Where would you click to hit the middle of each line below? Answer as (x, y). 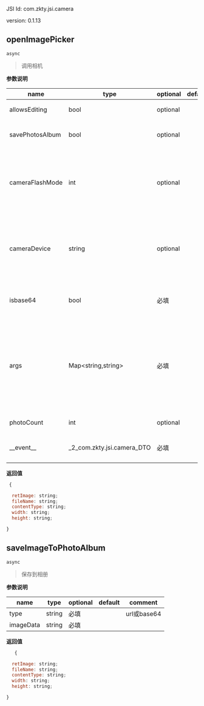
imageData (25, 625)
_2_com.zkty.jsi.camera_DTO (110, 447)
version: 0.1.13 (24, 20)
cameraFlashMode (36, 182)
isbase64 (23, 300)
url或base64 (143, 614)
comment (144, 602)
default (109, 602)
